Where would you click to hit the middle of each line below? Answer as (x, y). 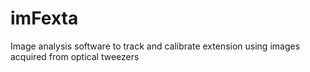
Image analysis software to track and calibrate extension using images (155, 46)
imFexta (44, 18)
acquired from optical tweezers (75, 56)
